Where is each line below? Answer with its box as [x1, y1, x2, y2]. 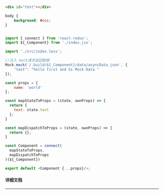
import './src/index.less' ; [5, 49, 62, 54]
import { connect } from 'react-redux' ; [5, 36, 89, 41]
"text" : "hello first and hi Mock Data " [14, 67, 99, 72]
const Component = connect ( [5, 144, 62, 148]
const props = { [5, 80, 38, 85]
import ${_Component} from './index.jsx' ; [5, 40, 93, 45]
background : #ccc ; [14, 18, 51, 23]
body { [5, 13, 19, 18]
